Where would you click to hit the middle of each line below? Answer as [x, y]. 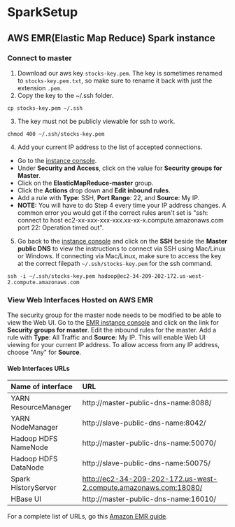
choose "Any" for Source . [44, 352]
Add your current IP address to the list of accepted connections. [110, 147]
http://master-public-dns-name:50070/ [149, 443]
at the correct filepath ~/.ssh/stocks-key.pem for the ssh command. [115, 263]
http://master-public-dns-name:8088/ [147, 403]
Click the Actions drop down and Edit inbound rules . [94, 190]
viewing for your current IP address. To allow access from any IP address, [114, 345]
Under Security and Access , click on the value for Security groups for [120, 168]
